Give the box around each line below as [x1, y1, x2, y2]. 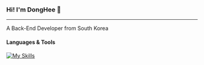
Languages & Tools [6, 39, 56, 46]
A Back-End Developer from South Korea [6, 25, 109, 32]
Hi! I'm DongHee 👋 [6, 5, 61, 14]
